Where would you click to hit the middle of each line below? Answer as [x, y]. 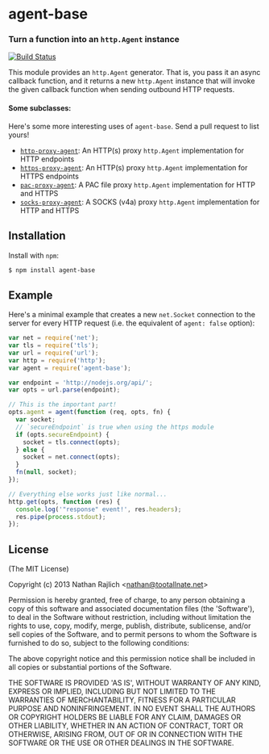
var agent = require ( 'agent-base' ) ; [70, 368]
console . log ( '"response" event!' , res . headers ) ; [99, 509]
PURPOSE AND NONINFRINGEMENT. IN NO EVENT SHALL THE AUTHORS [132, 709]
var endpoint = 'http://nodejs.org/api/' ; [81, 383]
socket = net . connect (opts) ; [72, 457]
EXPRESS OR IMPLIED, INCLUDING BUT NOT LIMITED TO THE [112, 692]
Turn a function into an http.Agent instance [94, 40]
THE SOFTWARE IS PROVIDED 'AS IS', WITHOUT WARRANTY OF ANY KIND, [135, 683]
